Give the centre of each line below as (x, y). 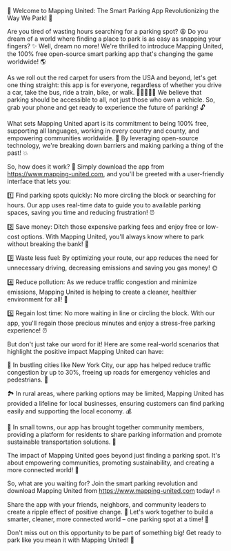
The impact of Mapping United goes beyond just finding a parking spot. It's (114, 455)
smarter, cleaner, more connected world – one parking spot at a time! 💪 (108, 519)
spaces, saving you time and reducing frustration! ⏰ (81, 212)
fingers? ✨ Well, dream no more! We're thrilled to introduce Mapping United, (115, 46)
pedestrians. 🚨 (28, 380)
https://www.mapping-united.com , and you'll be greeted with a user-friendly (115, 174)
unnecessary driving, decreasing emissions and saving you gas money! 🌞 (113, 268)
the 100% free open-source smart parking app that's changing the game (110, 54)
